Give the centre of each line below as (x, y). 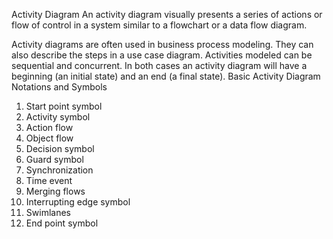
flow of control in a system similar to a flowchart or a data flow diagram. (159, 25)
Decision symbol (60, 148)
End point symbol (62, 223)
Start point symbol (64, 106)
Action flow (49, 127)
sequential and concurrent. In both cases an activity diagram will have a (159, 65)
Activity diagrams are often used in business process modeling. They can (162, 44)
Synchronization (59, 170)
